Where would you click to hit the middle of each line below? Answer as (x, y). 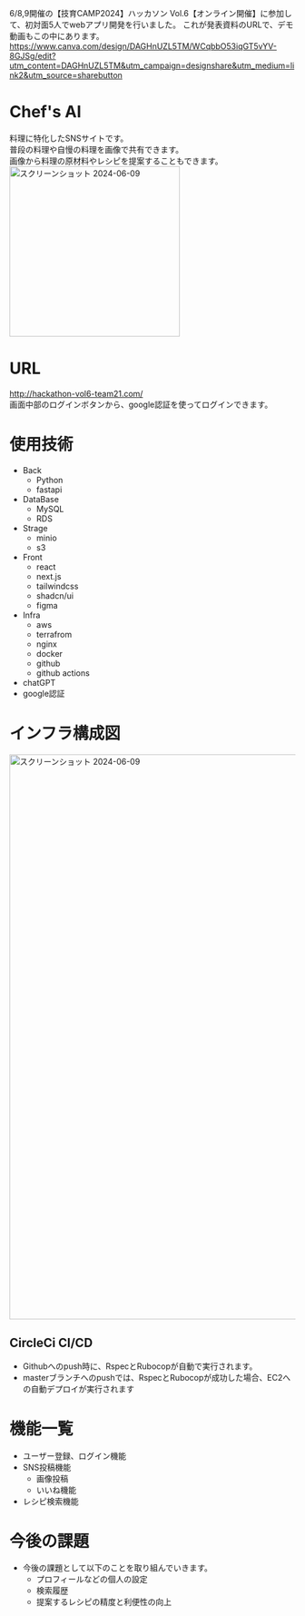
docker (49, 653)
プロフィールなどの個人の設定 (92, 1580)
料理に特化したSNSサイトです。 (69, 138)
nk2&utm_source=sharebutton (66, 75)
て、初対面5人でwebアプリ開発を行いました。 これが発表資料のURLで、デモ (152, 25)
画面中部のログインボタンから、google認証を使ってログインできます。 (141, 404)
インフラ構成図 (65, 733)
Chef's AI (45, 112)
